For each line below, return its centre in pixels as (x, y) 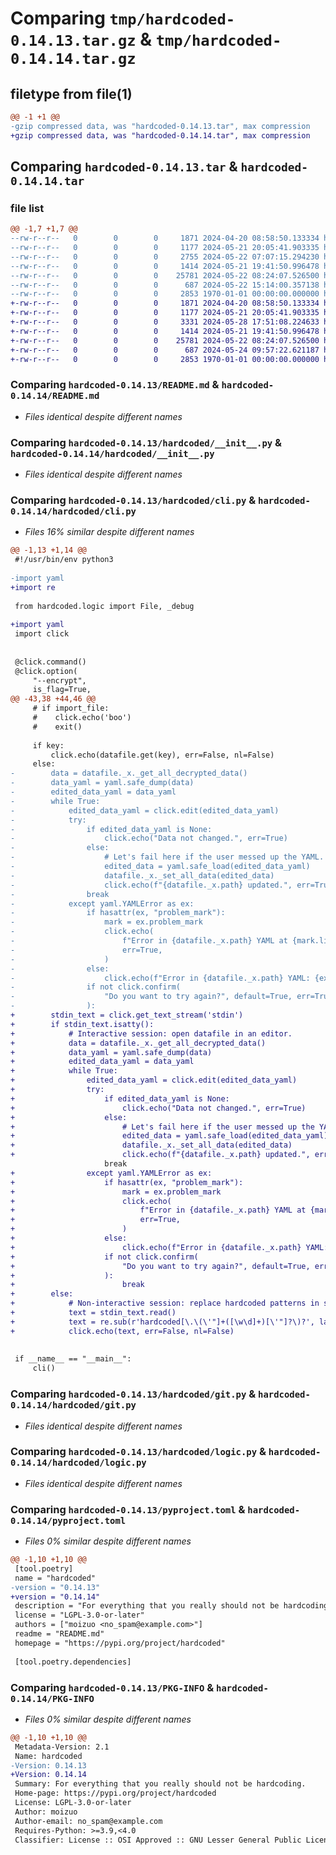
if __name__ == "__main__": (73, 1359)
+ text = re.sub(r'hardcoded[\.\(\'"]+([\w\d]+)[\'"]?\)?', (162, 1322)
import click (42, 634)
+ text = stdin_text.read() (93, 1313)
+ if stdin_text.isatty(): (82, 1024)
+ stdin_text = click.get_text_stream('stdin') (127, 1015)
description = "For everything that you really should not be (147, 1606)
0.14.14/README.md (55, 396)
